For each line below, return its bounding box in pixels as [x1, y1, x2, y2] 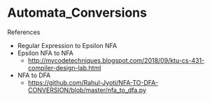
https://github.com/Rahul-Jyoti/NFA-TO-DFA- [27, 78, 159, 86]
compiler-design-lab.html [27, 63, 101, 72]
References [7, 28, 41, 36]
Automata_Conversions [7, 5, 147, 21]
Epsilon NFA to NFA [17, 49, 73, 57]
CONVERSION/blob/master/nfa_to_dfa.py [27, 86, 147, 94]
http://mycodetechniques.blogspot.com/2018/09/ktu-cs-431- [27, 56, 205, 64]
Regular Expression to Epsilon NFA [17, 41, 118, 49]
